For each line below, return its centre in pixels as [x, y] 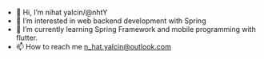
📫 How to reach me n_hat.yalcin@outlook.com [94, 47]
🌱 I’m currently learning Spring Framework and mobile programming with [136, 29]
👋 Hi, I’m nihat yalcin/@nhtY [62, 12]
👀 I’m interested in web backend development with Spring [111, 21]
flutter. [27, 37]
